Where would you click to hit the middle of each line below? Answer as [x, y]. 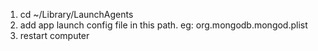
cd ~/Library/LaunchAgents [76, 14]
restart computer [54, 35]
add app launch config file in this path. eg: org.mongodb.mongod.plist [163, 25]
